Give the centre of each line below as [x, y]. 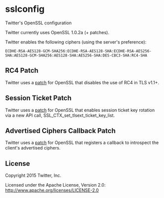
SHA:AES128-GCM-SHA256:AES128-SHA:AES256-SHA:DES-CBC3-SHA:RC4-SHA [76, 55]
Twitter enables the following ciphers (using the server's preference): [76, 42]
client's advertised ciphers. [33, 148]
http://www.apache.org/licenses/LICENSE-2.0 [52, 190]
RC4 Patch [22, 71]
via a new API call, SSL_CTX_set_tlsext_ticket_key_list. [60, 115]
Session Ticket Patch [38, 98]
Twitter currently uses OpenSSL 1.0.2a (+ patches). [57, 32]
